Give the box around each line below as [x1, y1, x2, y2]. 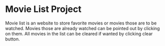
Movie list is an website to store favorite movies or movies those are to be [5, 20, 157, 26]
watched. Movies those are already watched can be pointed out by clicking [5, 25, 160, 31]
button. [5, 36, 20, 42]
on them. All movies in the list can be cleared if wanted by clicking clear [5, 30, 153, 36]
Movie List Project [5, 3, 81, 15]
